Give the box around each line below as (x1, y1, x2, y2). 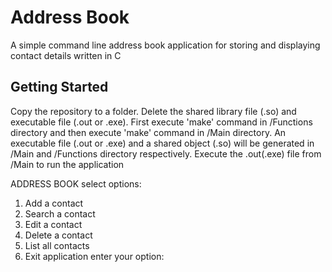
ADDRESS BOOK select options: (10, 177, 142, 190)
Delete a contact (24, 229, 93, 241)
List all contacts (24, 239, 90, 251)
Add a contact (24, 197, 84, 209)
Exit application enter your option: (24, 250, 165, 262)
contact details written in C (10, 49, 122, 61)
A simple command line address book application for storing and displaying (10, 39, 321, 51)
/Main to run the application (10, 158, 125, 170)
